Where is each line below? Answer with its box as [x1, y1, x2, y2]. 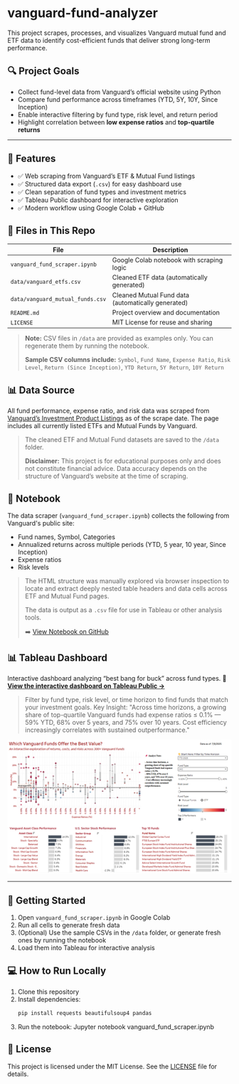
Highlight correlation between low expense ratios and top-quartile [17, 117, 215, 126]
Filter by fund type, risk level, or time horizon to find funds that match [24, 696, 229, 704]
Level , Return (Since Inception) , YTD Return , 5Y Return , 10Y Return [24, 363, 224, 371]
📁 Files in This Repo [7, 224, 96, 236]
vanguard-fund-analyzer [7, 5, 159, 21]
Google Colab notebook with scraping [112, 256, 223, 265]
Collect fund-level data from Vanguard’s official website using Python [17, 87, 221, 96]
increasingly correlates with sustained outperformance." [24, 726, 190, 734]
